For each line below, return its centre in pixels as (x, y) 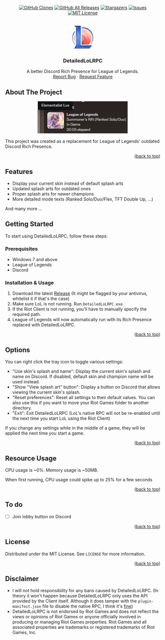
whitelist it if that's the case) (41, 299)
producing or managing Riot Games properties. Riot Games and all (79, 622)
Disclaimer (22, 579)
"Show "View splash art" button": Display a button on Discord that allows (86, 387)
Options (18, 350)
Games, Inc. (24, 633)
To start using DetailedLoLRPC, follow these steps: (56, 236)
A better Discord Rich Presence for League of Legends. (83, 71)
